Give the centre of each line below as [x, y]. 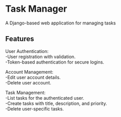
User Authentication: [27, 51]
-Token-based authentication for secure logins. [55, 62]
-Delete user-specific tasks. [34, 109]
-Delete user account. [28, 82]
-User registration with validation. [40, 56]
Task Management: [26, 93]
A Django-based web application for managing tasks [60, 23]
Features [20, 39]
